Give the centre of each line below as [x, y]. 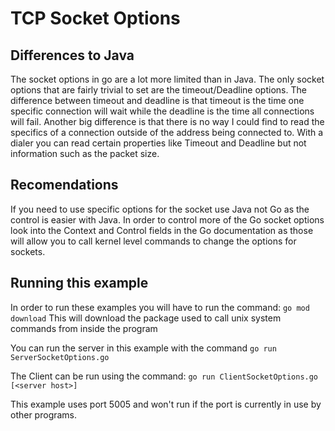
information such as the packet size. [85, 153]
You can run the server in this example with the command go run [143, 348]
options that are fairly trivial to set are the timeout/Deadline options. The [158, 90]
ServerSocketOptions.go [60, 357]
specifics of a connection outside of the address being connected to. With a [167, 132]
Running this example [79, 283]
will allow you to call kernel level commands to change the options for [153, 241]
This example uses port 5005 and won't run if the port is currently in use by [166, 404]
